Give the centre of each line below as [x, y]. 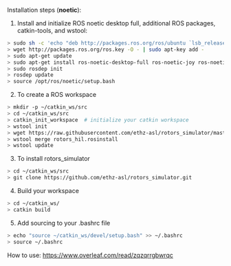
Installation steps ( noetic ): [44, 10]
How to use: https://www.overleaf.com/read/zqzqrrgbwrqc [90, 255]
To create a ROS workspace [57, 95]
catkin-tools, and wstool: [52, 31]
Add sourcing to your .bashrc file [64, 223]
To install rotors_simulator [54, 159]
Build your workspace [48, 191]
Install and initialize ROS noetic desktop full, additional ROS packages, [116, 23]
